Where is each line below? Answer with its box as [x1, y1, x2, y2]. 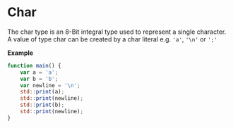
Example [7, 49, 34, 57]
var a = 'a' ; [20, 68, 59, 76]
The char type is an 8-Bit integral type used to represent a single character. [7, 27, 227, 36]
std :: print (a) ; [20, 89, 65, 96]
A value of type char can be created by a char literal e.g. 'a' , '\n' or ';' [7, 34, 217, 43]
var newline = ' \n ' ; [20, 82, 80, 89]
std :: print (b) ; [20, 101, 65, 109]
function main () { [7, 62, 61, 69]
